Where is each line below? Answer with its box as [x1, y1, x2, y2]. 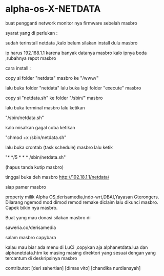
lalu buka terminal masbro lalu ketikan [5, 104, 86, 110]
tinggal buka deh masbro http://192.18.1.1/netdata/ [5, 174, 110, 180]
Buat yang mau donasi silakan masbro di [5, 214, 91, 220]
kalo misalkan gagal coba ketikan [5, 124, 75, 130]
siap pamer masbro [5, 183, 46, 190]
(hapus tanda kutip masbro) [5, 164, 64, 170]
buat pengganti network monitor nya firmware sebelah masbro [5, 20, 137, 26]
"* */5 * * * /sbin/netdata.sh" [5, 154, 66, 160]
